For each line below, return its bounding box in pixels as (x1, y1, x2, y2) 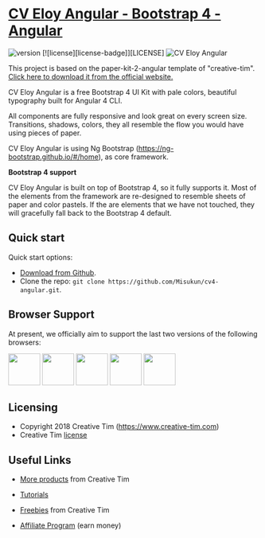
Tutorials (19, 490, 49, 500)
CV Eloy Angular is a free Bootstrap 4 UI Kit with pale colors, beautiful (8, 87, 237, 96)
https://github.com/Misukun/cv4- (107, 278, 219, 286)
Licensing (8, 400, 58, 414)
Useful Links (8, 453, 72, 466)
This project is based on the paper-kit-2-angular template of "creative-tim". (8, 63, 255, 72)
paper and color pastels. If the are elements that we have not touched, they (8, 200, 255, 209)
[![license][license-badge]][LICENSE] (42, 48, 165, 57)
